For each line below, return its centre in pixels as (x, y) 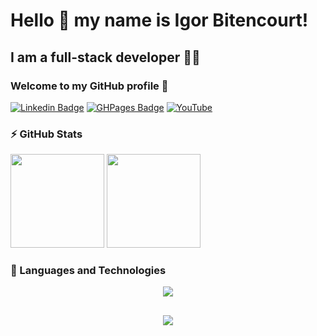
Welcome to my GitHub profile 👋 (89, 86)
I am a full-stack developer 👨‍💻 (105, 57)
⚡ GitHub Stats (46, 134)
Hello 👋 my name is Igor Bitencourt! (159, 20)
